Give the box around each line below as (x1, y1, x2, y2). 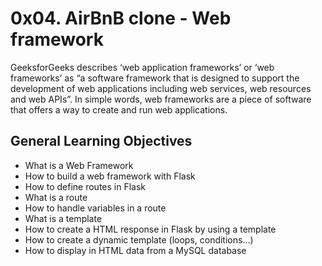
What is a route (24, 191, 88, 203)
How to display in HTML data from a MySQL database (24, 244, 247, 256)
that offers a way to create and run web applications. (10, 103, 228, 116)
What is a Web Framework (24, 159, 134, 171)
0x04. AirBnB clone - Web (10, 7, 232, 30)
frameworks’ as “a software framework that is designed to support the (10, 72, 300, 84)
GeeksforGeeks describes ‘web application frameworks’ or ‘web (10, 61, 275, 73)
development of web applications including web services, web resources (10, 82, 312, 94)
